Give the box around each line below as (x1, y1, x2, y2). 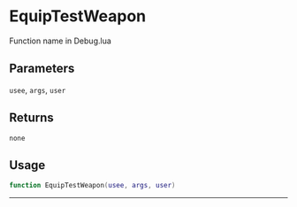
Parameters (9, 61, 75, 76)
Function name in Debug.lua (9, 35, 112, 46)
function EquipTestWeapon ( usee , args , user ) (9, 181, 176, 190)
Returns (9, 111, 55, 126)
